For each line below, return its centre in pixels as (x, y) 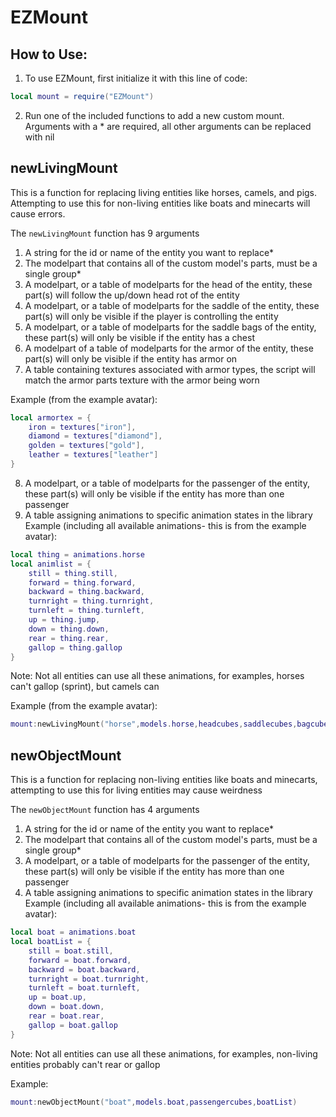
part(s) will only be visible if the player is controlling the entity (151, 316)
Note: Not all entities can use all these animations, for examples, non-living (164, 1053)
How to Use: (49, 54)
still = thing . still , (73, 573)
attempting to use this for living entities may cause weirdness (136, 790)
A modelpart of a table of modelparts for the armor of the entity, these (169, 348)
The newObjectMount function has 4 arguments (105, 810)
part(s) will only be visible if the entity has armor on (131, 358)
